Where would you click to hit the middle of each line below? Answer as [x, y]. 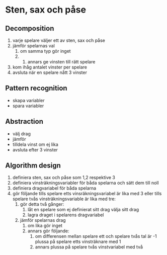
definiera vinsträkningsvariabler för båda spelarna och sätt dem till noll [86, 183]
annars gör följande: [48, 231]
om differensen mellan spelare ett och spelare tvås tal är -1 [96, 236]
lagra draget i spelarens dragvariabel [66, 215]
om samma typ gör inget [46, 51]
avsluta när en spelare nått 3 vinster [50, 72]
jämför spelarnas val [34, 46]
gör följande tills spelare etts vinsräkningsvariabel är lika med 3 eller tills [87, 194]
